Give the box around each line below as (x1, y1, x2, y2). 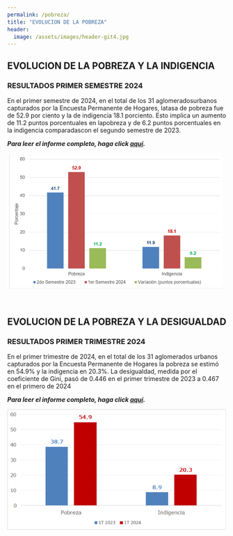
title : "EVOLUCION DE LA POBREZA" (7, 18, 108, 26)
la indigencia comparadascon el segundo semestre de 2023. (7, 126, 181, 134)
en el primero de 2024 (7, 382, 72, 391)
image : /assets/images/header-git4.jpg (13, 33, 129, 40)
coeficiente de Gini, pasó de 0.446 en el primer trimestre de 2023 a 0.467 (7, 375, 219, 383)
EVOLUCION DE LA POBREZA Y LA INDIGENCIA (7, 60, 216, 72)
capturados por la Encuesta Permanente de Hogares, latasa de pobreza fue (7, 104, 224, 112)
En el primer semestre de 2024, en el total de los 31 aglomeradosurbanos (7, 96, 218, 104)
